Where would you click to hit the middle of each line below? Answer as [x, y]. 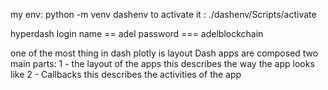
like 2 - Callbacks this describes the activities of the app [126, 74]
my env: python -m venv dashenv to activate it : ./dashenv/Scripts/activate [163, 14]
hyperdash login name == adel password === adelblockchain [137, 33]
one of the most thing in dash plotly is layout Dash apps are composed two [164, 53]
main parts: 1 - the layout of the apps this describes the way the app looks [162, 63]
